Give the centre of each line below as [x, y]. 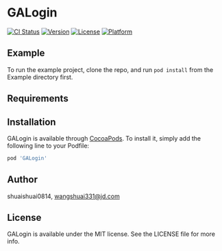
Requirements [38, 98]
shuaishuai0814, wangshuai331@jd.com [63, 196]
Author [22, 180]
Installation [32, 122]
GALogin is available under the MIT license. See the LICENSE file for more [111, 234]
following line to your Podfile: [48, 145]
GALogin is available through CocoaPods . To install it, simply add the [104, 138]
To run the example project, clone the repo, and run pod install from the [110, 69]
